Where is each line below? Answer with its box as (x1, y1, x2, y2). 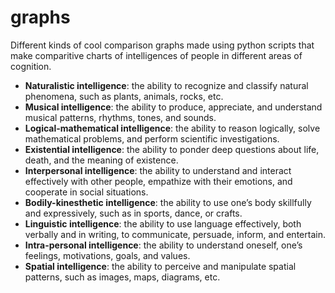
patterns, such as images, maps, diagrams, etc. (24, 271, 221, 283)
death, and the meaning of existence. (24, 154, 179, 166)
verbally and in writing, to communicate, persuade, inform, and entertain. (24, 228, 326, 240)
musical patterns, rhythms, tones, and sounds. (24, 111, 217, 123)
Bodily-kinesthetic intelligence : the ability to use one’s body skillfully (24, 196, 312, 208)
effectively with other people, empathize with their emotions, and (24, 175, 293, 187)
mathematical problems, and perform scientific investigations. (24, 132, 280, 145)
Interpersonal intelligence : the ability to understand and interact (24, 164, 292, 176)
